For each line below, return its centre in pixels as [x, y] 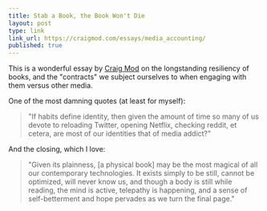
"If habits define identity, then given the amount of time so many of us [143, 116]
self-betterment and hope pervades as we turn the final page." [131, 199]
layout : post [30, 23]
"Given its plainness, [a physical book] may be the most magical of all [143, 164]
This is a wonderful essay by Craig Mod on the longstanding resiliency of [129, 68]
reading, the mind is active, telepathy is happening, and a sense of [138, 190]
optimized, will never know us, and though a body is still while [130, 182]
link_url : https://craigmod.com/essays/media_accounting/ [107, 38]
